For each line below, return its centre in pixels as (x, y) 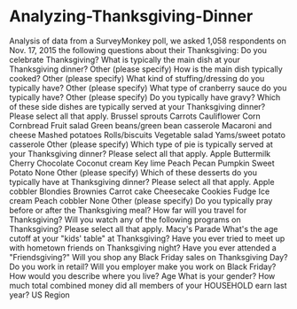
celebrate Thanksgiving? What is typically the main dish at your (125, 59)
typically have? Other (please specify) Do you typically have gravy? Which (145, 97)
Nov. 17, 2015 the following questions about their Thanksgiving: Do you (138, 50)
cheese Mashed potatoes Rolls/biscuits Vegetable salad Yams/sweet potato (148, 135)
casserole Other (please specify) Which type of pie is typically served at (141, 144)
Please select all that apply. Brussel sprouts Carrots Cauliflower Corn (135, 116)
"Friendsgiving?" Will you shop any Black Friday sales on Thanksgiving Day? (148, 257)
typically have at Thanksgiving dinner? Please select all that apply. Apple (142, 182)
